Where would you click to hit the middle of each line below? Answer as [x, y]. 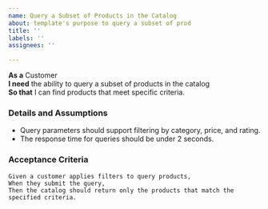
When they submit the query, [57, 183]
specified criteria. [43, 197]
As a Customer [33, 75]
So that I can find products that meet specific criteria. [97, 92]
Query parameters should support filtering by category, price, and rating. [140, 131]
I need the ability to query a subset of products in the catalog [109, 84]
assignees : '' [32, 46]
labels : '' [26, 38]
